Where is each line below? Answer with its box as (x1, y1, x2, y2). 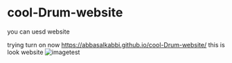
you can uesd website (7, 27, 71, 36)
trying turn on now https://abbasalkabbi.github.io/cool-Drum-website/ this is (7, 40, 225, 49)
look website (7, 48, 44, 56)
